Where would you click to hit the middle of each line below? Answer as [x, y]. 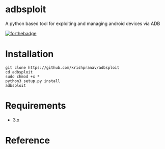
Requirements [36, 106]
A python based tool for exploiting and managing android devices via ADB [83, 23]
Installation [30, 54]
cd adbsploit [19, 72]
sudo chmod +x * [22, 77]
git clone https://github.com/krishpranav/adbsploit [62, 67]
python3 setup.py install [33, 81]
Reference [28, 140]
